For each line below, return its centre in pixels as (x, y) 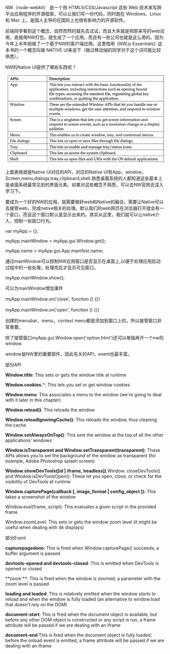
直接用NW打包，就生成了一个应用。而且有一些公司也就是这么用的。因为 (89, 37)
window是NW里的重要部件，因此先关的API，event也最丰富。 (69, 354)
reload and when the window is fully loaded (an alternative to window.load (83, 599)
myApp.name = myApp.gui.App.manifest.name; (54, 251)
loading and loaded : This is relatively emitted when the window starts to (80, 594)
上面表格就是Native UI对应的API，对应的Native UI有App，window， (76, 172)
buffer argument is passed (33, 553)
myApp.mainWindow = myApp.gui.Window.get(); (56, 241)
